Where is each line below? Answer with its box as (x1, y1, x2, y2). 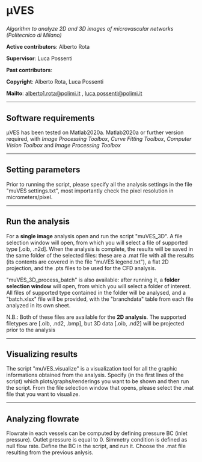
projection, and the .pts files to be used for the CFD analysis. (6, 264, 156, 271)
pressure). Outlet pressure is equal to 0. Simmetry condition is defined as (6, 436, 188, 443)
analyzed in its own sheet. (6, 301, 71, 309)
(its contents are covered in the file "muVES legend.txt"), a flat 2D (6, 258, 170, 265)
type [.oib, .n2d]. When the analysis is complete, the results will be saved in (6, 245, 194, 253)
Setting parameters (6, 165, 81, 175)
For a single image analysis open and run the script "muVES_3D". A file (6, 232, 183, 239)
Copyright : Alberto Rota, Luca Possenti (6, 78, 104, 85)
